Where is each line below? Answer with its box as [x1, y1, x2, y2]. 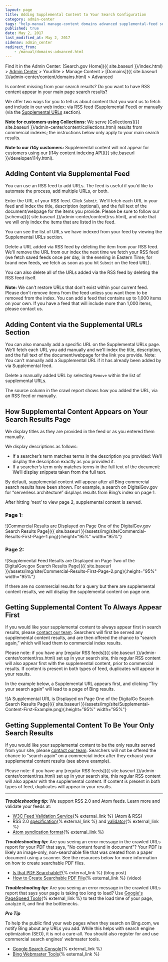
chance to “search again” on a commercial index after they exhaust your [5, 753, 154, 759]
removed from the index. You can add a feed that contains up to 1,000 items [5, 295, 161, 301]
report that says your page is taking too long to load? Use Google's [5, 890, 143, 896]
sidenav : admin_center [5, 40, 52, 45]
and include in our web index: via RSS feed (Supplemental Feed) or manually [5, 104, 163, 110]
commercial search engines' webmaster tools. [5, 936, 100, 942]
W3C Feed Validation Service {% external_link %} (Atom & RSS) [12, 813, 142, 819]
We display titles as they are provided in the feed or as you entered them [5, 428, 155, 434]
